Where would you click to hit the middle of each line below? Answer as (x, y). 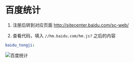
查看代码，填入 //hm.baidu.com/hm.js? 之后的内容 (64, 35)
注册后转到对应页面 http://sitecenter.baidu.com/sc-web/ (71, 25)
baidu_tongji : (20, 45)
